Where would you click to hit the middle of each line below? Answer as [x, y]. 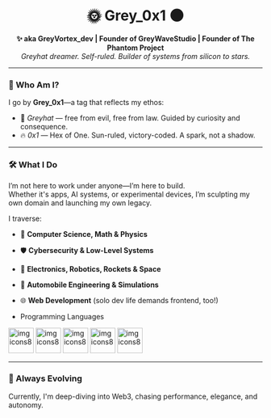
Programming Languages [62, 316]
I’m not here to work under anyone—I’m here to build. [97, 185]
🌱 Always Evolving [46, 378]
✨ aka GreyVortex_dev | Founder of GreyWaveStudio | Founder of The [135, 38]
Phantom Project [135, 48]
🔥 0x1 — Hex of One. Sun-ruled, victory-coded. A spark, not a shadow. [138, 135]
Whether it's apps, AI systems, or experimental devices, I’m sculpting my [129, 194]
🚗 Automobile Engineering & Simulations [89, 285]
